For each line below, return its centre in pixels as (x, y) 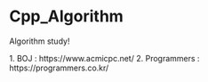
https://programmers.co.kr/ (59, 68)
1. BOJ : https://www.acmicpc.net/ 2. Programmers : (104, 58)
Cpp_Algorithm (67, 16)
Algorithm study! (40, 41)
